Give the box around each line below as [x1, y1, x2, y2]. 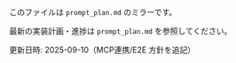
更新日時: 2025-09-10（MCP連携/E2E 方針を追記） [9, 44, 196, 55]
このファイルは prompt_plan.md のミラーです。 [9, 7, 177, 17]
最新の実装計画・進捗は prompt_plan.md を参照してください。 [9, 26, 232, 36]
